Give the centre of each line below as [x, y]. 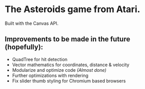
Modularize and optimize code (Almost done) [59, 70]
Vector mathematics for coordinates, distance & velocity [71, 65]
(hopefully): [24, 47]
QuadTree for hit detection [40, 59]
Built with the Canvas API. [32, 23]
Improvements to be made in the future [67, 39]
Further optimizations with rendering [50, 75]
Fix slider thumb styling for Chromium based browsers [69, 81]
